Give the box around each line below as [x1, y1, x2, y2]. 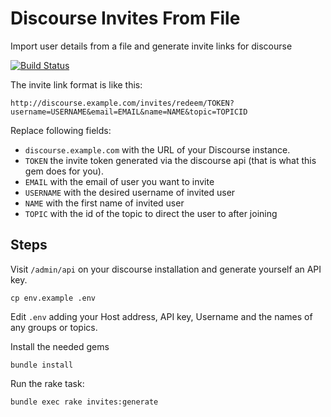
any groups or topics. [10, 321, 98, 333]
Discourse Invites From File [10, 7, 241, 30]
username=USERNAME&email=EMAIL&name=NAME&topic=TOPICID [10, 107, 248, 117]
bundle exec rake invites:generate [10, 397, 159, 407]
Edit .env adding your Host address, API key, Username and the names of [10, 310, 313, 322]
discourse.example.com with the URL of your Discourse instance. [24, 143, 291, 156]
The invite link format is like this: [10, 78, 143, 91]
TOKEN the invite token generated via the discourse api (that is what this [24, 154, 317, 166]
